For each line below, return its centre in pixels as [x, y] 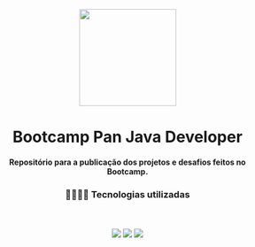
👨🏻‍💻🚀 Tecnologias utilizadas [127, 194]
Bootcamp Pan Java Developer [127, 137]
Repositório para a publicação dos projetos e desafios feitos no [127, 162]
